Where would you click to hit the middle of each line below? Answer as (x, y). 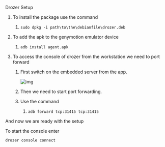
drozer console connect (31, 140)
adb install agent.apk (44, 47)
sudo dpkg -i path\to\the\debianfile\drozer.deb (73, 27)
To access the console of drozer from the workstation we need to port (86, 56)
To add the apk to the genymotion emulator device (65, 37)
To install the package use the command (55, 17)
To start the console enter (32, 131)
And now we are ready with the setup (45, 121)
